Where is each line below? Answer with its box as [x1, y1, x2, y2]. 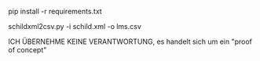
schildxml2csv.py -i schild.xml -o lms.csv [8, 22, 141, 30]
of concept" [8, 45, 47, 54]
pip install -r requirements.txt [8, 7, 102, 16]
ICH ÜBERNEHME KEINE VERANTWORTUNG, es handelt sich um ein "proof [8, 37, 253, 46]
